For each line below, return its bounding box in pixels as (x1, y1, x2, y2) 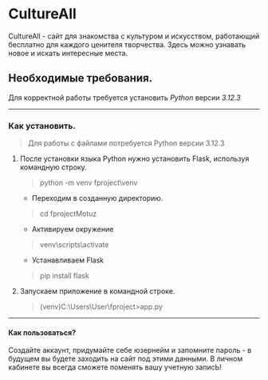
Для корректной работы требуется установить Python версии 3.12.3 (8, 93, 241, 102)
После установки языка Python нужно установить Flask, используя (19, 154, 250, 164)
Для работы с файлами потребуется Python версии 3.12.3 (27, 138, 225, 148)
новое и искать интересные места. (8, 48, 128, 58)
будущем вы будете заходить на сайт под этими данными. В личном (8, 354, 243, 364)
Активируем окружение (31, 225, 114, 234)
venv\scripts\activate (39, 240, 109, 250)
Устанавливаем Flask (31, 255, 104, 265)
